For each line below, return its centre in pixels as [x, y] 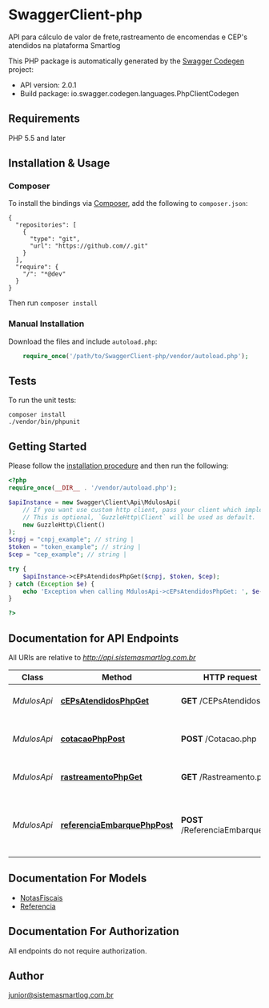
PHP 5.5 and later [37, 138]
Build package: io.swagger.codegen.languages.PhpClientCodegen [129, 93]
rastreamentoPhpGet [101, 777]
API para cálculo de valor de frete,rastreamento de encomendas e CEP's [128, 37]
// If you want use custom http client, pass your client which [132, 510]
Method [116, 677]
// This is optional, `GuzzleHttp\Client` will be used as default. [139, 517]
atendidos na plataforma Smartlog [64, 45]
